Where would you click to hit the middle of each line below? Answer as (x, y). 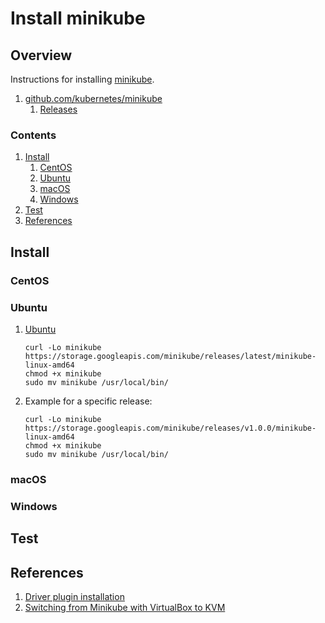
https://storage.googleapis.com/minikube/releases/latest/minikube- (170, 356)
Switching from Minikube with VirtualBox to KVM (125, 607)
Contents (33, 135)
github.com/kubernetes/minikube (93, 98)
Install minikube (78, 18)
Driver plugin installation (74, 596)
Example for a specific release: (88, 401)
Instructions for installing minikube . (82, 79)
